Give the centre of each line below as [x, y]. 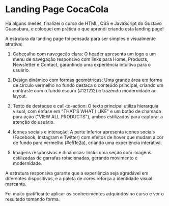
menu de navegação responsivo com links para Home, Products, [80, 59]
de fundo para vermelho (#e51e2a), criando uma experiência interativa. [87, 143]
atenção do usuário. [34, 122]
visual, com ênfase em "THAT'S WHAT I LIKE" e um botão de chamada [87, 111]
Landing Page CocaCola [57, 9]
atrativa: [14, 44]
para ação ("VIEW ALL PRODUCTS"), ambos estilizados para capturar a [88, 116]
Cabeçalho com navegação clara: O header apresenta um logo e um [84, 54]
